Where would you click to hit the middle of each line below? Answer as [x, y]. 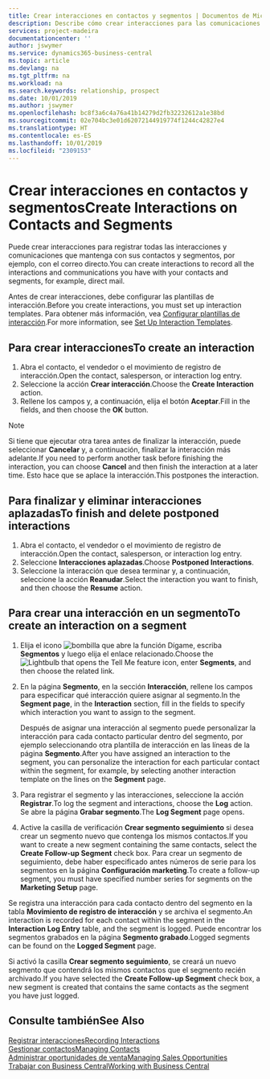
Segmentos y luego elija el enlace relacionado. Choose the [117, 654]
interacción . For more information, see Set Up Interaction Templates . [121, 322]
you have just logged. [44, 995]
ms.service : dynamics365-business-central [80, 53]
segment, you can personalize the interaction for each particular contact [140, 762]
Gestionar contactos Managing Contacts [74, 1048]
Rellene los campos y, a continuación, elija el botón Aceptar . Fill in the [135, 401]
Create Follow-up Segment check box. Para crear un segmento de [131, 853]
